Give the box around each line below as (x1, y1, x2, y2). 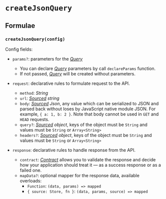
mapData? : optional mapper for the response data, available (19, 172, 140, 178)
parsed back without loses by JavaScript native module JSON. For (19, 106, 156, 112)
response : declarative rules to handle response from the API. (12, 147, 136, 153)
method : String (19, 90, 48, 96)
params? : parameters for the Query (12, 56, 83, 62)
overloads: (19, 178, 42, 184)
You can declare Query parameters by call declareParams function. (19, 66, 156, 71)
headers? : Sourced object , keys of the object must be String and (19, 132, 152, 138)
